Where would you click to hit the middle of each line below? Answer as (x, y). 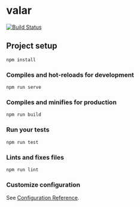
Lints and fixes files (35, 157)
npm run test (22, 142)
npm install (21, 60)
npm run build (24, 115)
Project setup (32, 46)
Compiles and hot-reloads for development (70, 74)
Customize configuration (43, 185)
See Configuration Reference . (43, 198)
